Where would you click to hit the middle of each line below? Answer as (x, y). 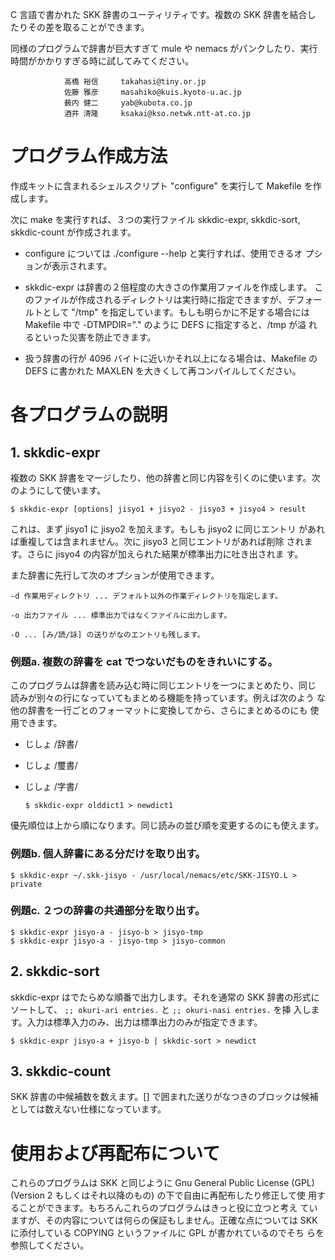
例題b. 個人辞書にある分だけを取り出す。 (108, 854)
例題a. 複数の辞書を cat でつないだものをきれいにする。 (144, 661)
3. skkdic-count (61, 1071)
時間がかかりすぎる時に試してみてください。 (102, 61)
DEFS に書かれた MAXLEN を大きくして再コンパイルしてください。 (163, 370)
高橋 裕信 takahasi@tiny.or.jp (135, 82)
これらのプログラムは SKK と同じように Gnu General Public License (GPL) (162, 1183)
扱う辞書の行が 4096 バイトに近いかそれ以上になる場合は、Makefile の (171, 358)
